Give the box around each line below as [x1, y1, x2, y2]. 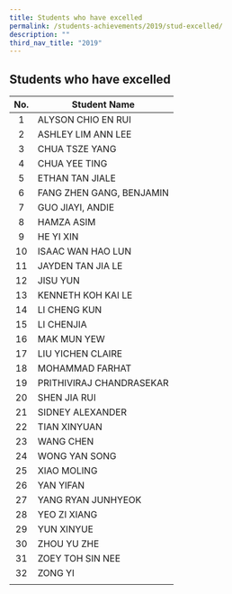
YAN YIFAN [37, 479, 85, 491]
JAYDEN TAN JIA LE [37, 260, 123, 273]
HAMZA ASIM [37, 216, 96, 229]
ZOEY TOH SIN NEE [37, 553, 121, 565]
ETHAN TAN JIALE [37, 172, 117, 184]
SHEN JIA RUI [37, 391, 96, 404]
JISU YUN [37, 274, 81, 287]
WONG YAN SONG [37, 450, 117, 463]
